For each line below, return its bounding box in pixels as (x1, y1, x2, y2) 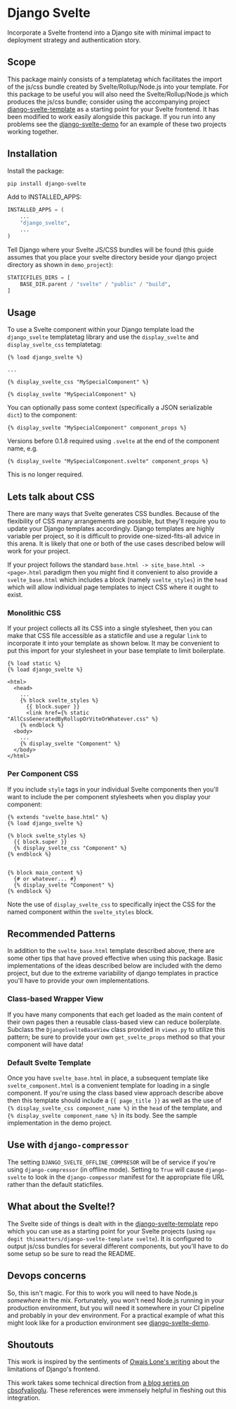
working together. (7, 127, 58, 135)
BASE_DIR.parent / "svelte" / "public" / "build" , (20, 281, 171, 288)
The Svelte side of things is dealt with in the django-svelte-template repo (7, 1219, 219, 1228)
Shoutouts (7, 1339, 54, 1350)
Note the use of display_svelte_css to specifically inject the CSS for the (7, 900, 216, 909)
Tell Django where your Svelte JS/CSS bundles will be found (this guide (7, 245, 214, 254)
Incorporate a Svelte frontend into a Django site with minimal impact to (7, 28, 211, 37)
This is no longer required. (7, 470, 84, 479)
